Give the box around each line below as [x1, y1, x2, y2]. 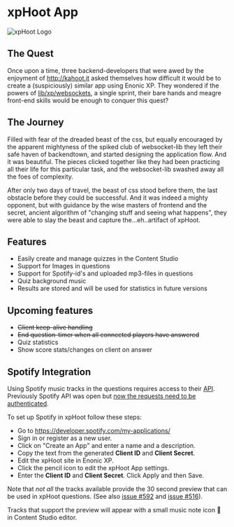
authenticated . [7, 399, 49, 407]
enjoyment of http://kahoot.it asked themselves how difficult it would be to [7, 74, 221, 82]
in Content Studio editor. [7, 513, 78, 521]
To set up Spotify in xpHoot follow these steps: [7, 413, 142, 421]
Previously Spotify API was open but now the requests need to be [7, 392, 196, 400]
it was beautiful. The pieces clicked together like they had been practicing [7, 157, 220, 165]
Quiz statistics [17, 338, 59, 347]
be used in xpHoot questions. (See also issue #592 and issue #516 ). [7, 492, 203, 500]
